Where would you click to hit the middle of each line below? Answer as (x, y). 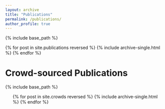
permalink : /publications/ (33, 19)
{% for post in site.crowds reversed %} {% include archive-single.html (85, 97)
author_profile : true (28, 24)
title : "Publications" (29, 14)
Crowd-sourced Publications (66, 73)
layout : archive (22, 10)
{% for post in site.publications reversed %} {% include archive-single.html (83, 47)
